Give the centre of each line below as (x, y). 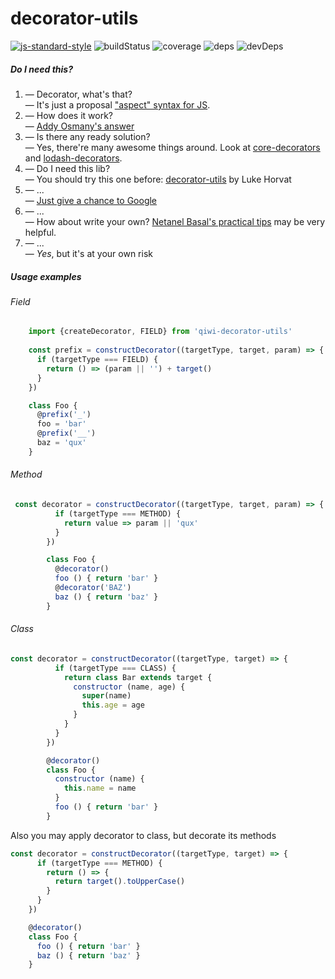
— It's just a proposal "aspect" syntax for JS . (117, 104)
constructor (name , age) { (129, 687)
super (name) (106, 696)
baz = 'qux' (61, 443)
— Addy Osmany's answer (79, 126)
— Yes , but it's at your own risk (88, 253)
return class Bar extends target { (138, 677)
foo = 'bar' (61, 424)
